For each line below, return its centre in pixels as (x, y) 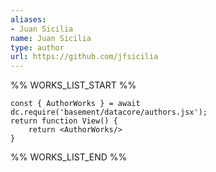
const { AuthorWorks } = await (75, 104)
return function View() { (64, 121)
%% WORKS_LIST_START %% (73, 85)
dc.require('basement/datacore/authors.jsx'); (109, 112)
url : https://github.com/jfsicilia (84, 57)
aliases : (28, 19)
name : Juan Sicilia (51, 38)
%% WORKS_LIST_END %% (69, 157)
